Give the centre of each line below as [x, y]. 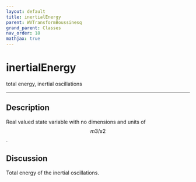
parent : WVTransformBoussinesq [44, 22]
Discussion [27, 159]
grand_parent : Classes [34, 28]
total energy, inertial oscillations [44, 84]
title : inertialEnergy [34, 17]
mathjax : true [23, 39]
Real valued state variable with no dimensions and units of [76, 122]
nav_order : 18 [23, 33]
